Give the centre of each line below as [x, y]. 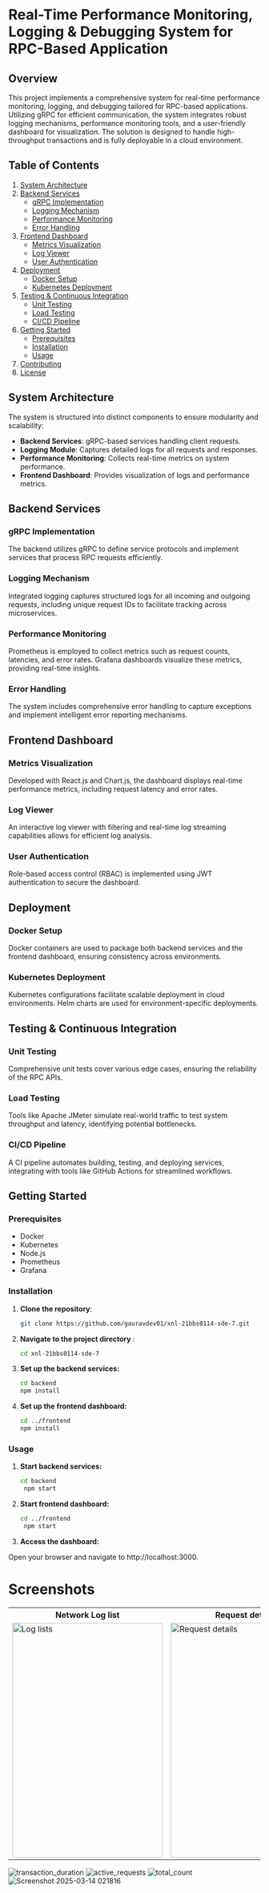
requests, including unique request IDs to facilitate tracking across [118, 604]
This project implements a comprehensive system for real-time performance [134, 97]
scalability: [26, 425]
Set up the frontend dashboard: [73, 1406]
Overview [33, 78]
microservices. [33, 613]
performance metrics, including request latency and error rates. [113, 788]
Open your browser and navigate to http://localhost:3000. [103, 1557]
